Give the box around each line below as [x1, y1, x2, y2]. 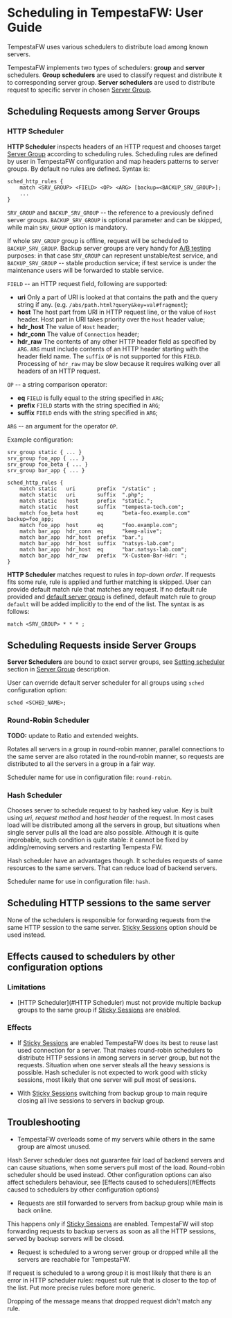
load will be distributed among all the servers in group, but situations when [7, 821, 220, 829]
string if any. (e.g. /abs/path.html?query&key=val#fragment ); [17, 300, 188, 308]
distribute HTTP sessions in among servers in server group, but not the [17, 1053, 220, 1062]
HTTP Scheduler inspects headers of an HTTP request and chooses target [7, 142, 222, 151]
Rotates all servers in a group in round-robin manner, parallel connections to [7, 744, 225, 753]
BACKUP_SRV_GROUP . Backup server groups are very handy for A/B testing [7, 244, 211, 252]
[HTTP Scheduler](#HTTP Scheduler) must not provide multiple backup [17, 998, 222, 1006]
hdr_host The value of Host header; [17, 322, 119, 331]
